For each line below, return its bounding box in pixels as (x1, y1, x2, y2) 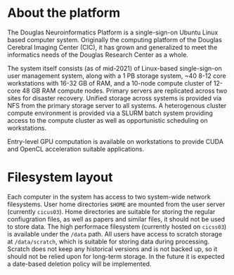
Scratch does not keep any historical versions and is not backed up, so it (7, 244, 218, 253)
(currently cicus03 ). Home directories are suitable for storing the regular (7, 207, 216, 215)
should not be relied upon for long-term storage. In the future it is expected (7, 252, 225, 260)
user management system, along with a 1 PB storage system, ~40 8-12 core (7, 72, 226, 80)
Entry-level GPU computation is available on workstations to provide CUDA (7, 137, 223, 145)
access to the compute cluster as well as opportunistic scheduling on (7, 116, 209, 124)
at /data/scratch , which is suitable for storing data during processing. (7, 237, 209, 246)
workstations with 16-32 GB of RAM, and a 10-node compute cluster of (7, 79, 212, 87)
